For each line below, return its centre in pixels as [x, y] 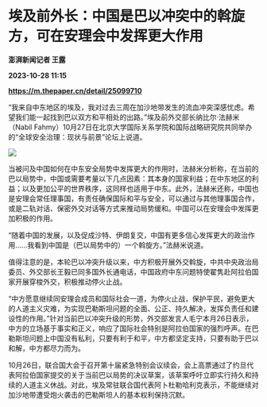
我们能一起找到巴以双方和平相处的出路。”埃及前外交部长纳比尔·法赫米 [127, 117]
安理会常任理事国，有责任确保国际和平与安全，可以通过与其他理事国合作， [137, 198]
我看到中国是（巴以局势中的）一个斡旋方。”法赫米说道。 [118, 245]
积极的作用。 [36, 218]
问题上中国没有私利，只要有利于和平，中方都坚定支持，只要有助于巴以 [144, 338]
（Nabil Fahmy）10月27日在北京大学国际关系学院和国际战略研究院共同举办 [130, 127]
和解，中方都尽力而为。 [46, 348]
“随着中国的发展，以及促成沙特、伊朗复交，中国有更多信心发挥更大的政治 [128, 235]
